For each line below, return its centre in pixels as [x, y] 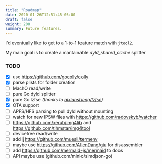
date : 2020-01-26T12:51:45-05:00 [40, 15]
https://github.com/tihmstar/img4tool [51, 128]
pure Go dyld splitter [34, 94]
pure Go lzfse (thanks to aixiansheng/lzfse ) [58, 99]
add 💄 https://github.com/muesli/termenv [55, 139]
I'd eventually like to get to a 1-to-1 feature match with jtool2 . [69, 43]
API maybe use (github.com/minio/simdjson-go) [63, 156]
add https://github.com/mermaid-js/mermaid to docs [68, 151]
